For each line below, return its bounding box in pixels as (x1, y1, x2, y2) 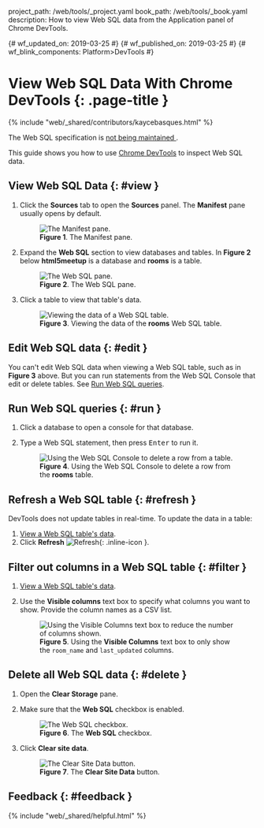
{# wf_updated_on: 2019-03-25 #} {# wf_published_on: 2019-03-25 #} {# (8, 39, 246, 48)
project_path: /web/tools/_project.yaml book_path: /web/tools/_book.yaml (8, 7, 248, 16)
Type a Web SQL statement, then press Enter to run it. (19, 438, 199, 448)
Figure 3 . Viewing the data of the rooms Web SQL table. (39, 319, 222, 328)
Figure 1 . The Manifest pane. (39, 232, 132, 241)
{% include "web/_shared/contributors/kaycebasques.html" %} (8, 117, 214, 127)
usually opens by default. (19, 208, 102, 218)
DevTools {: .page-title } (8, 91, 169, 110)
